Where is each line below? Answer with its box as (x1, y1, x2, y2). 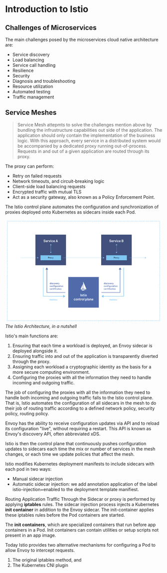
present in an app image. (5, 533, 56, 539)
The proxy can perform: (5, 163, 54, 169)
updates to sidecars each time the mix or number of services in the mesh (5, 446, 156, 452)
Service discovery (12, 51, 50, 57)
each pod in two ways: (5, 466, 52, 472)
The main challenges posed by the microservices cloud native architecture (5, 36, 159, 42)
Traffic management (12, 94, 54, 100)
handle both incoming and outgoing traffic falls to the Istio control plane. (5, 395, 154, 401)
